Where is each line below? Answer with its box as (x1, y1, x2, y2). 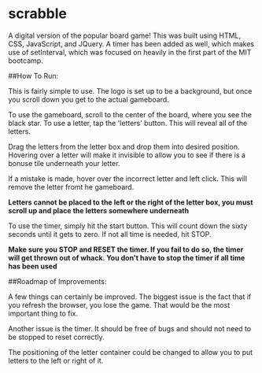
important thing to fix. (8, 308, 79, 318)
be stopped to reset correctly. (8, 332, 105, 342)
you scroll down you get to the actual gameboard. (8, 94, 169, 104)
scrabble (8, 5, 67, 23)
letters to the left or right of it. (8, 356, 104, 365)
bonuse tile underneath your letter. (8, 158, 120, 168)
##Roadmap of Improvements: (8, 276, 107, 286)
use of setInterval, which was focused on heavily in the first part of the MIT (8, 47, 252, 57)
